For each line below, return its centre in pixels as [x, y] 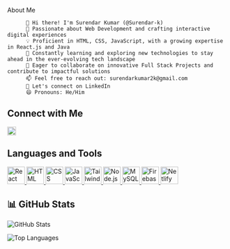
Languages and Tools [55, 153]
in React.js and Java [39, 47]
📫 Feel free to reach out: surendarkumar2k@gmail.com [107, 79]
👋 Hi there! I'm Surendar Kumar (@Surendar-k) [94, 23]
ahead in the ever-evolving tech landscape [71, 59]
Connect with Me [45, 114]
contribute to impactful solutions [59, 72]
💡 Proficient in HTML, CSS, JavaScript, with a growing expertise [124, 41]
